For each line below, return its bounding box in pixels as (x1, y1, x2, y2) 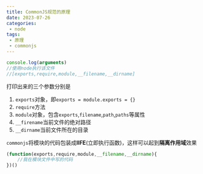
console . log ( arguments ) (6, 59, 67, 66)
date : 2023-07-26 (6, 15, 51, 21)
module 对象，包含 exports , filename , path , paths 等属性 (15, 111, 146, 118)
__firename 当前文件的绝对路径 (15, 118, 92, 125)
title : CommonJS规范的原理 (6, 9, 70, 15)
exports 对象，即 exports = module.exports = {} (15, 96, 136, 103)
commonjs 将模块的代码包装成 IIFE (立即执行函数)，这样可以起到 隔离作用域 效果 (6, 139, 197, 146)
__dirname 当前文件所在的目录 (15, 126, 89, 133)
